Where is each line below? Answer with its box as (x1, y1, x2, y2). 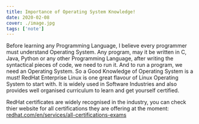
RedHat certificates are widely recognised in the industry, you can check (6, 99, 186, 106)
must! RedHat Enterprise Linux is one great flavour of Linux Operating (6, 74, 179, 81)
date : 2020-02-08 (6, 14, 50, 20)
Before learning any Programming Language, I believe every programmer (6, 42, 188, 49)
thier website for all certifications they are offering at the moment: (6, 105, 170, 112)
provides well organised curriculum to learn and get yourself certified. (6, 87, 179, 94)
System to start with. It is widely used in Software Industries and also (6, 81, 177, 88)
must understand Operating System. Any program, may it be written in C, (6, 49, 187, 56)
